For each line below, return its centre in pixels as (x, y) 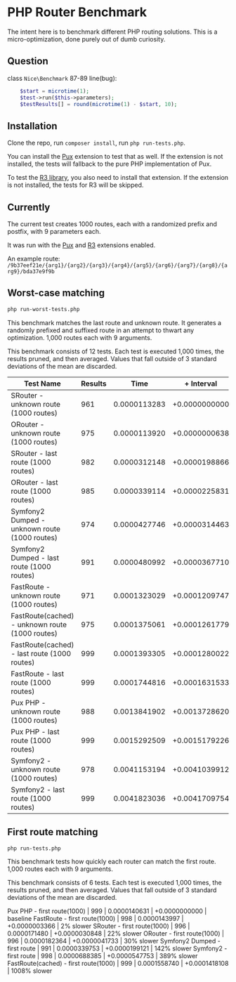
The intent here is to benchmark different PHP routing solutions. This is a (112, 32)
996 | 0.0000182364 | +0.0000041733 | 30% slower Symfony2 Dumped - (114, 941)
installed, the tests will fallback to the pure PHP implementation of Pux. (110, 164)
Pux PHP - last (35, 731)
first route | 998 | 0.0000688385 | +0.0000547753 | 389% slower (103, 956)
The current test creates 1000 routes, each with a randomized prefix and (112, 224)
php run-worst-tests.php (44, 309)
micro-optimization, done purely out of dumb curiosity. (86, 39)
